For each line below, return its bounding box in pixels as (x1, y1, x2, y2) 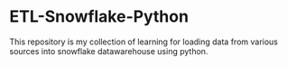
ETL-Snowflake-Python (9, 6, 190, 27)
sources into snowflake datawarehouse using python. (9, 45, 208, 56)
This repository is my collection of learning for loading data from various (9, 36, 278, 47)
